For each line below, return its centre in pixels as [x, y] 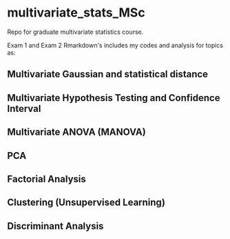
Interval [24, 108]
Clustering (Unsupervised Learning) [86, 203]
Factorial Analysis [46, 179]
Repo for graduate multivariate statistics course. [75, 32]
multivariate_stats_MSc [76, 13]
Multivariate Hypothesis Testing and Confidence [114, 98]
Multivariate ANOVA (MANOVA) [76, 132]
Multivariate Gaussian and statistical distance [108, 74]
